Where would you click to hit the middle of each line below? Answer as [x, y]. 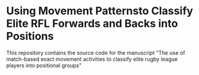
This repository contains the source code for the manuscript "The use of [96, 52]
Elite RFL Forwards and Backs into [92, 24]
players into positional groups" [44, 65]
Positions [30, 36]
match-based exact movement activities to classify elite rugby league [92, 59]
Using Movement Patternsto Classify [100, 11]
